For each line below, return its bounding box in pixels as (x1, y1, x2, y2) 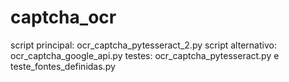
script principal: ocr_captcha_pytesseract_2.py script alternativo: (10, 39, 277, 51)
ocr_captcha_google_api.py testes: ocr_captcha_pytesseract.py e (10, 49, 280, 61)
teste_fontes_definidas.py (10, 60, 116, 72)
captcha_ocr (10, 6, 117, 29)
